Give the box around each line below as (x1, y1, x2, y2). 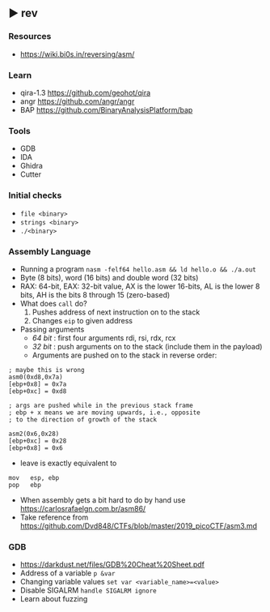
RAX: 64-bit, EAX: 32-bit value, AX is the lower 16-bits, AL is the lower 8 (19, 281, 260, 291)
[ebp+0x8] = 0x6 (8, 443, 63, 452)
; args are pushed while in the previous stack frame (8, 401, 194, 409)
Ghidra (19, 161, 43, 171)
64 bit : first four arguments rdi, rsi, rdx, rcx (32, 332, 176, 343)
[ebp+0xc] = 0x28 (8, 437, 67, 445)
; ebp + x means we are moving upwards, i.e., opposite (8, 409, 200, 417)
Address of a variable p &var (19, 568, 116, 578)
